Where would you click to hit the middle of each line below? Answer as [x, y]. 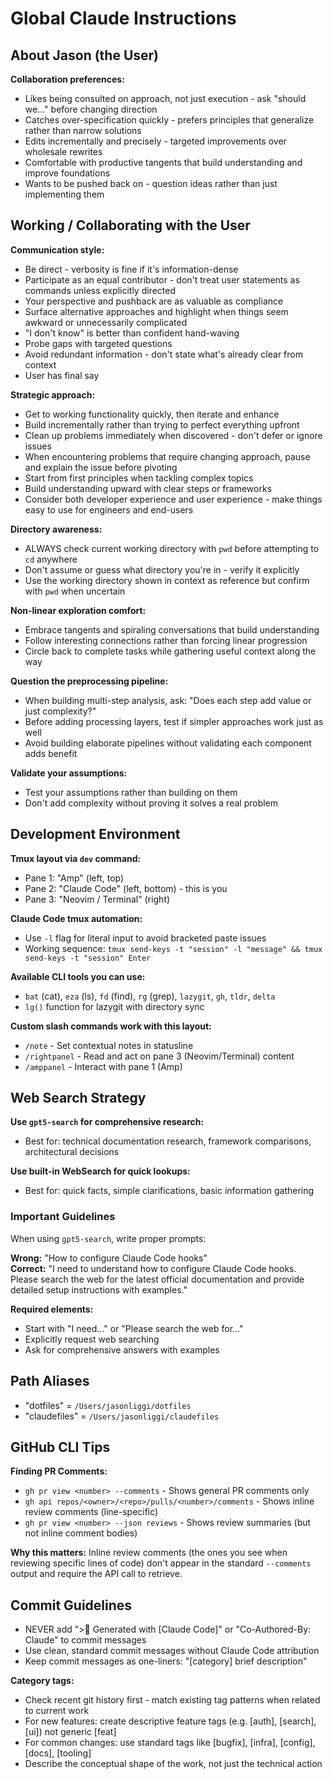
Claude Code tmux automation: [76, 918]
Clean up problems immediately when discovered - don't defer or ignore [173, 435]
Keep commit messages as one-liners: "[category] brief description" [166, 1661]
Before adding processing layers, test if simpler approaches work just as [174, 721]
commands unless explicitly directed [100, 290]
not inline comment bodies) [81, 1533]
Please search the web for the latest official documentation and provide [157, 1279]
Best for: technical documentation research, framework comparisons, [168, 1141]
